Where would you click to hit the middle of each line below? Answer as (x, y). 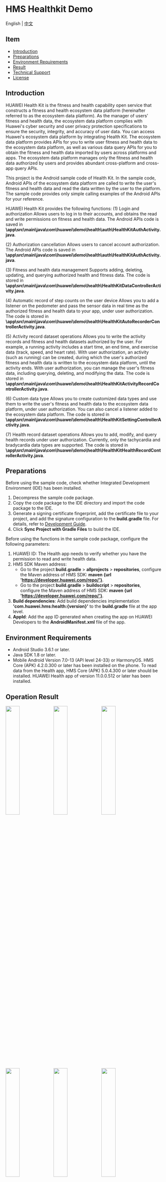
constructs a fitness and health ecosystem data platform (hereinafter (76, 110)
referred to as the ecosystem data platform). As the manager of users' (77, 115)
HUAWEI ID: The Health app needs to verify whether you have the (80, 554)
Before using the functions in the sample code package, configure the (77, 539)
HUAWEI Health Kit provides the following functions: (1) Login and (73, 208)
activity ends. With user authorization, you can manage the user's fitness (80, 368)
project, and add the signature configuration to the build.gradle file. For (85, 519)
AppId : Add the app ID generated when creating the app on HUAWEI (83, 617)
